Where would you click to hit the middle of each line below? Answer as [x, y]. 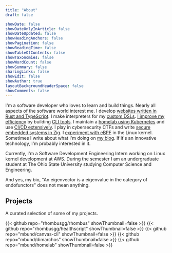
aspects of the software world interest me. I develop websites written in [81, 111]
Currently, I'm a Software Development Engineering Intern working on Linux [85, 153]
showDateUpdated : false [31, 34]
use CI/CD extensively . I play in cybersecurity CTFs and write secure [78, 127]
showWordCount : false [28, 62]
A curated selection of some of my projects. [52, 214]
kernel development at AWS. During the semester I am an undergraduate [82, 159]
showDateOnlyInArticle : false [38, 29]
